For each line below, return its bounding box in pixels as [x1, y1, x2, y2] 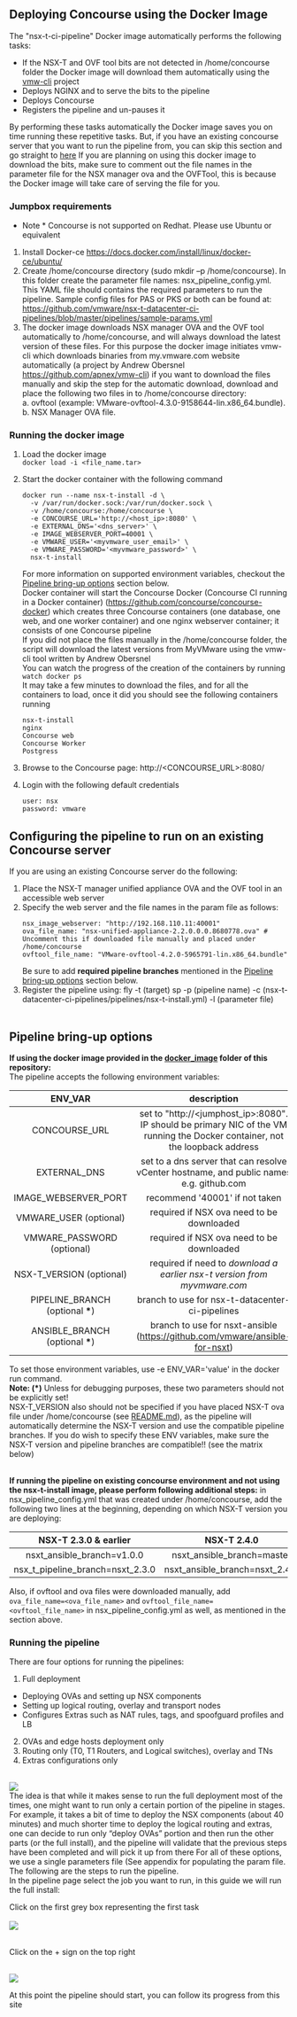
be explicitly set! [9, 1392, 69, 1403]
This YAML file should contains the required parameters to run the [21, 284, 263, 295]
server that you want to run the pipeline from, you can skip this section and [9, 140, 283, 151]
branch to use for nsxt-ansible [149, 1320, 278, 1332]
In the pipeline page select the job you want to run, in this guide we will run [9, 1875, 282, 1886]
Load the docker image [21, 449, 107, 460]
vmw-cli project [21, 75, 80, 87]
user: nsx [21, 797, 59, 806]
